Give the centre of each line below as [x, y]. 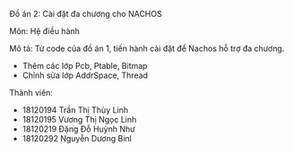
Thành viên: [31, 93]
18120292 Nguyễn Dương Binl [77, 138]
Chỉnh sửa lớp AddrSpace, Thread [85, 75]
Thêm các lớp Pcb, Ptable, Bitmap [85, 66]
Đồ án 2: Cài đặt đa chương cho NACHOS [86, 14]
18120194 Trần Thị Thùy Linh [75, 110]
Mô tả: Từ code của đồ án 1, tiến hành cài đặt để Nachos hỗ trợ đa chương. [147, 48]
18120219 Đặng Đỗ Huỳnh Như [79, 129]
